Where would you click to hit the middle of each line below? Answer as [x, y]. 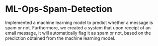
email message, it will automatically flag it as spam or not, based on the [78, 33]
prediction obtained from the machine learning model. [60, 38]
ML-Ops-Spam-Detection [59, 9]
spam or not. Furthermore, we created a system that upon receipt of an [78, 27]
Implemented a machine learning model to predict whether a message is [79, 23]
